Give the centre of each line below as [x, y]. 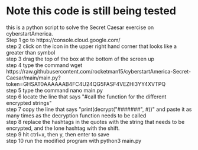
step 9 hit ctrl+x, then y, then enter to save [58, 134]
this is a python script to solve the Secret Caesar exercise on [80, 27]
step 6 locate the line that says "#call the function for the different [86, 97]
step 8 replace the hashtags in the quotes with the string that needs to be [95, 122]
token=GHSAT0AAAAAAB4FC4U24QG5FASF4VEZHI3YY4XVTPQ [86, 84]
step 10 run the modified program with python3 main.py [74, 141]
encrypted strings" [29, 103]
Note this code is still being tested [91, 11]
